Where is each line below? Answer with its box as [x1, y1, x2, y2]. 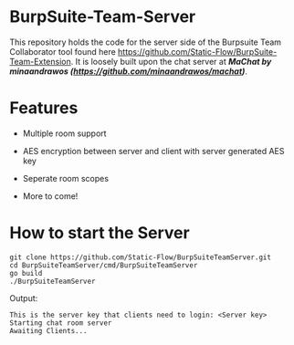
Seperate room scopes [22, 172, 110, 183]
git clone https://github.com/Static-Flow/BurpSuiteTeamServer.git [9, 253, 272, 262]
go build [9, 268, 43, 277]
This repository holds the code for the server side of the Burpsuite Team [9, 37, 281, 47]
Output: [9, 292, 38, 303]
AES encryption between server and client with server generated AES [22, 145, 285, 156]
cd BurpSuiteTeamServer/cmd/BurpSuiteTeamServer [9, 260, 198, 270]
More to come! [22, 190, 79, 202]
